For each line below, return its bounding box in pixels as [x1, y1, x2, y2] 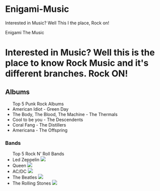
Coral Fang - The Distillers [12, 122, 66, 127]
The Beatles [12, 175, 37, 181]
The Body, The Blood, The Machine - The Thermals [12, 111, 118, 117]
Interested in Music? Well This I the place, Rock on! [5, 20, 109, 26]
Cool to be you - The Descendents [12, 117, 83, 123]
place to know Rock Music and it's [5, 58, 149, 69]
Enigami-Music [5, 3, 70, 15]
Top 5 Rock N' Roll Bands [12, 151, 65, 157]
